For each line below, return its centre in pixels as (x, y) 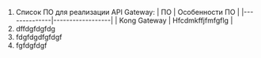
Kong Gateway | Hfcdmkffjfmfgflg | (176, 20)
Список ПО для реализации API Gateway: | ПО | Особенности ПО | (127, 12)
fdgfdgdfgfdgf (39, 37)
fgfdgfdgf (31, 45)
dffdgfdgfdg (35, 29)
